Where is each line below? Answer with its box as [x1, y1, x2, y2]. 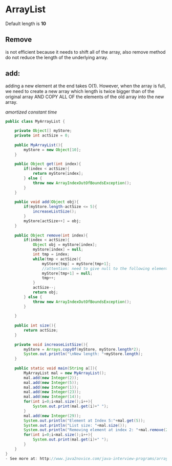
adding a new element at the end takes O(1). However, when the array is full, [5, 83, 166, 89]
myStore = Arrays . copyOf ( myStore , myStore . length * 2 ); [24, 346, 141, 352]
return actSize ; [24, 328, 58, 333]
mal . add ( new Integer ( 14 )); [24, 394, 81, 400]
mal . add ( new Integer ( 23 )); [24, 389, 81, 394]
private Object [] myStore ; [14, 128, 72, 133]
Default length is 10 [5, 20, 46, 27]
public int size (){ [14, 323, 56, 328]
